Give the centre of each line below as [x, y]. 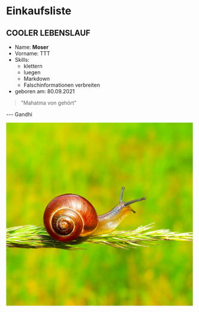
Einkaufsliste [39, 11]
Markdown [37, 79]
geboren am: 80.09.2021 [45, 91]
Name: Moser [32, 47]
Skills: [22, 60]
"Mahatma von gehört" [49, 103]
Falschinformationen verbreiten [62, 85]
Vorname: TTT [32, 53]
